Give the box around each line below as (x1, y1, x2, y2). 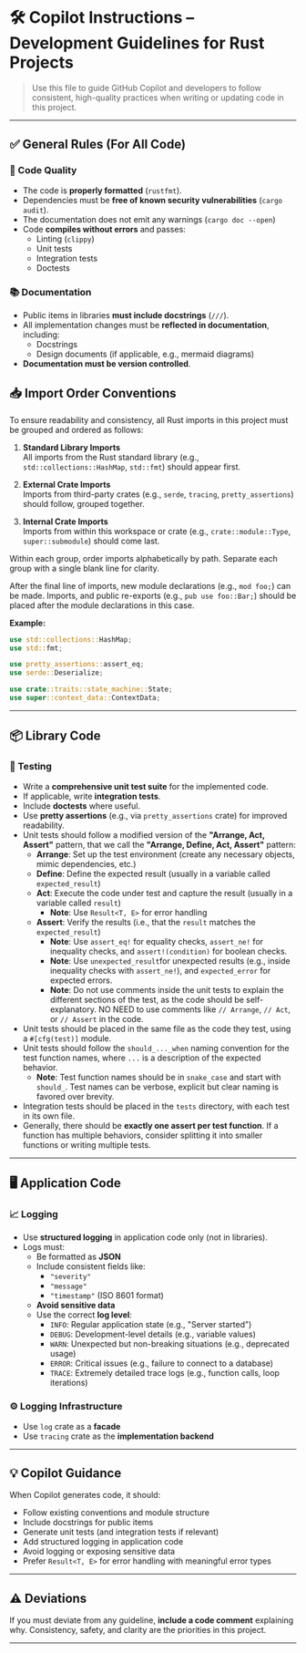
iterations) (49, 1378, 88, 1389)
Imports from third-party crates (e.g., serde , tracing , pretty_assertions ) (22, 489, 294, 500)
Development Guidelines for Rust (9, 33, 265, 54)
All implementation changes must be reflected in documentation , (22, 319, 270, 330)
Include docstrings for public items (22, 1517, 154, 1528)
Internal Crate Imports (22, 516, 109, 527)
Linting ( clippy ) (36, 233, 96, 244)
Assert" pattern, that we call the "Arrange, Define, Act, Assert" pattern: (22, 839, 296, 850)
